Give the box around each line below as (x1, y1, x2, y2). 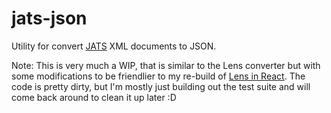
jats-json (11, 7, 88, 30)
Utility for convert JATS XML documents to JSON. (11, 40, 217, 52)
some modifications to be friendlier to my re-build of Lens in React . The (11, 70, 306, 82)
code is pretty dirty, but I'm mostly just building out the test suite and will (11, 80, 311, 92)
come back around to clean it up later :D (11, 91, 177, 103)
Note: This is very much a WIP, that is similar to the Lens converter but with (11, 59, 321, 71)
